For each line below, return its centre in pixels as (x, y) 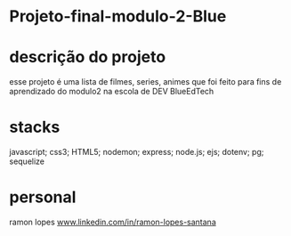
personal (43, 197)
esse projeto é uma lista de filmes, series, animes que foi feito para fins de (145, 82)
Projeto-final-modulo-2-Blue (118, 16)
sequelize (27, 161)
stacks (35, 127)
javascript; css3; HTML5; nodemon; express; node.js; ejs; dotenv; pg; (137, 152)
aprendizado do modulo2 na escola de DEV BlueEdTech (112, 92)
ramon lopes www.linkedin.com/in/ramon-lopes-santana (113, 222)
